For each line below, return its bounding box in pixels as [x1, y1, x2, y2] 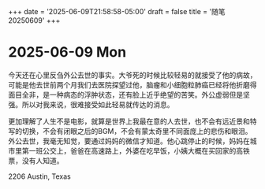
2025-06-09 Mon [8, 43, 127, 61]
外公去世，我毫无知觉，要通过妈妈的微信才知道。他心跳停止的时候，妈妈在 [8, 136, 250, 146]
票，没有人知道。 [8, 156, 64, 165]
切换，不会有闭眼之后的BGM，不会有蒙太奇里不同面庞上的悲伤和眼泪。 [21, 126, 252, 135]
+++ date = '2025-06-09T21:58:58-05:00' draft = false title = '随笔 [8, 7, 226, 16]
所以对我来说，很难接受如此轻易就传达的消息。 [21, 99, 174, 109]
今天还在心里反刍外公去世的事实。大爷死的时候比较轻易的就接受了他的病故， [8, 70, 257, 80]
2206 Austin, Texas [8, 172, 71, 181]
